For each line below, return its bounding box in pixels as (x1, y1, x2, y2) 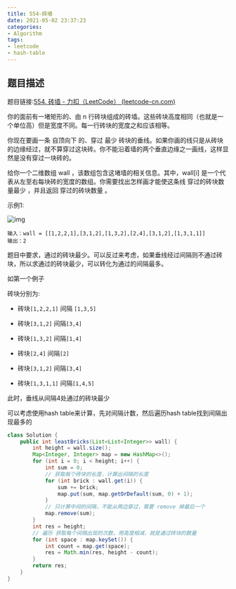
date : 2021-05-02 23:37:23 (7, 17, 86, 24)
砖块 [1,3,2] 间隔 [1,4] (17, 334, 82, 342)
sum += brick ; (57, 484, 99, 491)
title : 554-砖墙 (7, 10, 53, 18)
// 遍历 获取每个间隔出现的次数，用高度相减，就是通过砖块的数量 (32, 529, 197, 536)
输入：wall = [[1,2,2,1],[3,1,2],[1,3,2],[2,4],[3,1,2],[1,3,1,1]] (7, 230, 206, 237)
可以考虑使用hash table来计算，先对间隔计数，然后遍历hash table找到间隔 (7, 408, 221, 417)
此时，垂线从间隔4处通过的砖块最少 (7, 394, 110, 402)
